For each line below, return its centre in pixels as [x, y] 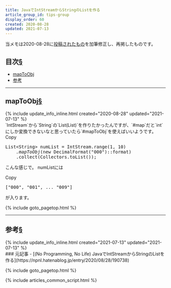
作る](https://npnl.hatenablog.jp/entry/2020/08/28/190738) [67, 260]
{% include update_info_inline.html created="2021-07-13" [66, 242]
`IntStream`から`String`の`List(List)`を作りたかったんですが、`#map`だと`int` [84, 125]
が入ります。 [19, 197]
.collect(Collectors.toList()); [56, 157]
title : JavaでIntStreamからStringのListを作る [53, 10]
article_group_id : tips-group [37, 15]
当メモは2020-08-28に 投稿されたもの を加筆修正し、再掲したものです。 [81, 44]
